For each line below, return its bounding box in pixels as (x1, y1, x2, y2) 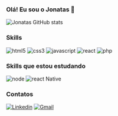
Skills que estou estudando (6, 62, 86, 70)
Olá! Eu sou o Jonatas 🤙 (6, 5, 75, 14)
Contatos (6, 90, 34, 98)
